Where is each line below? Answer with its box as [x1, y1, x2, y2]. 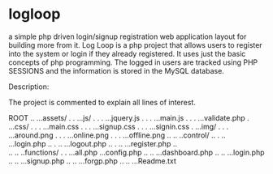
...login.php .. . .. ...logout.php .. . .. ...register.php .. [8, 138, 177, 148]
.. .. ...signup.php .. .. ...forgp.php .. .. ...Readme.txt [8, 155, 177, 166]
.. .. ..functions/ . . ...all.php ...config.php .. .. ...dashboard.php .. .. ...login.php [8, 147, 265, 157]
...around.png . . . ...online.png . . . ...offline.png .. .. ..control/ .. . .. [8, 130, 226, 140]
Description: [8, 82, 50, 91]
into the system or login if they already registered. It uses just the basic [8, 49, 246, 58]
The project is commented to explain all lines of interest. [8, 97, 197, 107]
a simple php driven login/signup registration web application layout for [8, 32, 247, 41]
